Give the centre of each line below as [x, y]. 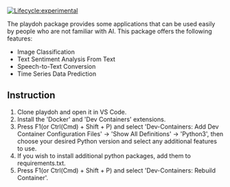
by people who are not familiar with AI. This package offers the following [110, 31]
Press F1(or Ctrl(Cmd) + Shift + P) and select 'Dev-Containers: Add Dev [118, 126]
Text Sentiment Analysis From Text [66, 59]
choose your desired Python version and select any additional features [117, 141]
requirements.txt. [42, 163]
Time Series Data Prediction [57, 74]
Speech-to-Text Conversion [56, 66]
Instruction [31, 95]
